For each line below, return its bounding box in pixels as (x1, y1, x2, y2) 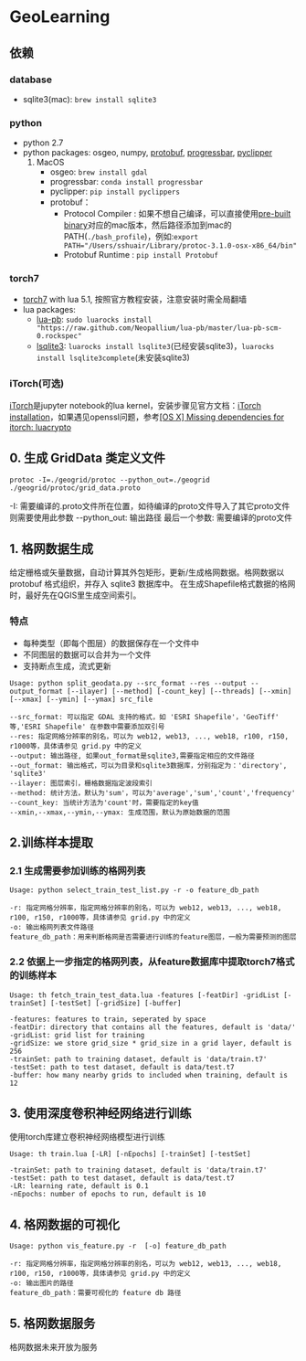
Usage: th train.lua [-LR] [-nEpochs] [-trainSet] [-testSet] (9, 1150, 251, 1159)
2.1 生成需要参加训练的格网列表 (9, 865, 146, 877)
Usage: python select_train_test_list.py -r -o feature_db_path (9, 886, 259, 895)
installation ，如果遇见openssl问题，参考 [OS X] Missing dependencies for (9, 411, 285, 422)
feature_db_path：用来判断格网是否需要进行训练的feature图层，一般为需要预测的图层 (9, 932, 297, 942)
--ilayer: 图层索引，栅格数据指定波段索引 (9, 779, 153, 788)
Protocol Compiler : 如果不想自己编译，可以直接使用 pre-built (63, 208, 291, 219)
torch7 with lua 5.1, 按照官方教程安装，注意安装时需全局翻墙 (22, 294, 248, 305)
